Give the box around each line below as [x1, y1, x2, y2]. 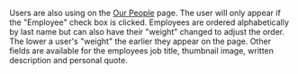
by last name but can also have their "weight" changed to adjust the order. [9, 27, 285, 37]
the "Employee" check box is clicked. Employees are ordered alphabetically [9, 17, 290, 28]
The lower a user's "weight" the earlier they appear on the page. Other [9, 36, 272, 46]
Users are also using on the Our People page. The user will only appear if [9, 8, 281, 18]
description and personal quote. [9, 55, 128, 65]
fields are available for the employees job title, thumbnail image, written [9, 45, 275, 56]
